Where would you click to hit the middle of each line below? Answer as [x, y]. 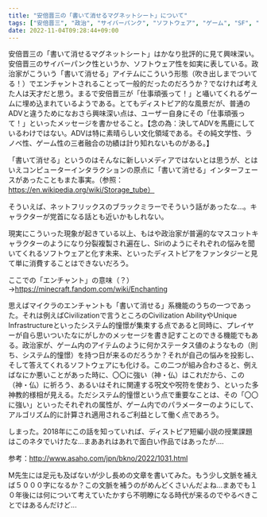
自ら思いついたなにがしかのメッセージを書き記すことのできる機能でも [137, 335]
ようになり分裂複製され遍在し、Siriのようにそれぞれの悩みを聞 [153, 244]
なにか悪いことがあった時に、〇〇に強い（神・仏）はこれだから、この [130, 375]
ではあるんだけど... [46, 505]
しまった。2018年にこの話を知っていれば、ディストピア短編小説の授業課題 [130, 432]
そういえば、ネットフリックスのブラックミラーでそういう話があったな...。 [129, 206]
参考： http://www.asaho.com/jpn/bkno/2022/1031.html [98, 458]
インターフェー [234, 170]
